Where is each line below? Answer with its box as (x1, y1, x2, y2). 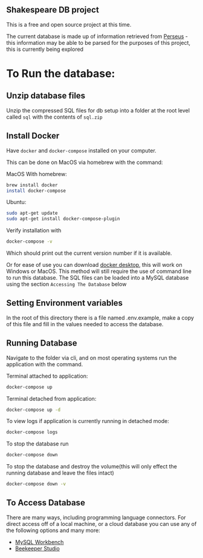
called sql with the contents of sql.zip (6, 113, 103, 120)
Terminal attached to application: (6, 372, 88, 379)
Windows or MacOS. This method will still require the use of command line (6, 268, 192, 275)
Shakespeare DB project (6, 5, 100, 15)
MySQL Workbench (14, 538, 64, 545)
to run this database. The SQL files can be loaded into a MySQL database (6, 274, 189, 281)
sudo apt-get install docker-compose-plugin (6, 216, 120, 222)
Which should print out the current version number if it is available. (6, 249, 172, 257)
